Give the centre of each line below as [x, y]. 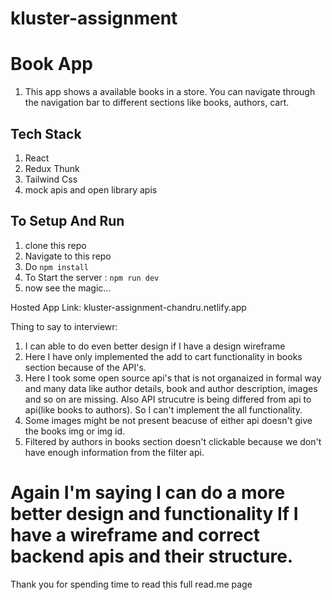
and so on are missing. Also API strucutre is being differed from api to [168, 399]
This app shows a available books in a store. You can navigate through [170, 92]
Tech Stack [46, 133]
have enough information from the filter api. [114, 452]
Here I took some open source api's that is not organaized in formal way [173, 378]
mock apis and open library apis [91, 189]
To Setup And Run [67, 221]
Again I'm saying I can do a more [148, 492]
